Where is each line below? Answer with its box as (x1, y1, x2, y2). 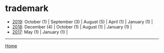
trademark (5, 3, 49, 14)
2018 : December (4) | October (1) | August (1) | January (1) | (12, 24, 132, 29)
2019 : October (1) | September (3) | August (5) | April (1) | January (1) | (12, 19, 153, 25)
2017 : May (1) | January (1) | (12, 29, 68, 35)
